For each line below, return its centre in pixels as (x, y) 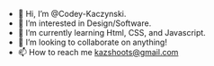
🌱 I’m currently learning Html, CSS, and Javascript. (112, 33)
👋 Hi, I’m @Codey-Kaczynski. (72, 14)
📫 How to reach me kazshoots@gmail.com (98, 52)
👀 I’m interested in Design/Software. (85, 23)
